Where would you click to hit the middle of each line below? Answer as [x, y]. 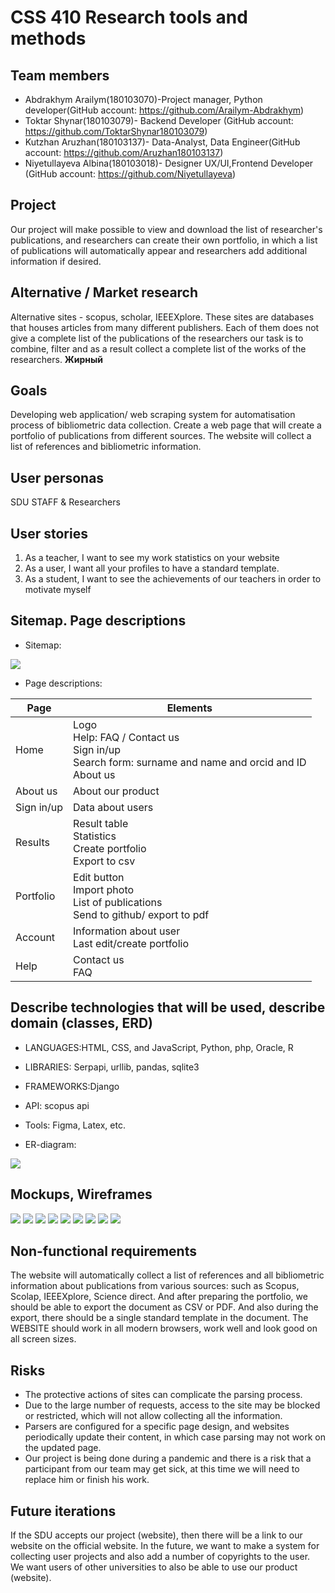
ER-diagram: [50, 1144]
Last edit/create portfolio [131, 943]
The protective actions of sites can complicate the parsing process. [163, 1395]
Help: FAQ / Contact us [126, 737]
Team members [60, 75]
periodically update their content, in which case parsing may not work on [175, 1437]
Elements [189, 708]
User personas [57, 477]
